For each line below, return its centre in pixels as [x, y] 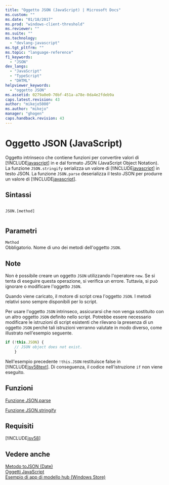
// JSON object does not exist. [48, 347]
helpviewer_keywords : [28, 85]
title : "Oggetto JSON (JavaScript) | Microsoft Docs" [63, 10]
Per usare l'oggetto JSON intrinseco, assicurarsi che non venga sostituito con [85, 312]
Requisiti [19, 426]
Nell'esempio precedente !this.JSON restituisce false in [63, 361]
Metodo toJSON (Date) [29, 466]
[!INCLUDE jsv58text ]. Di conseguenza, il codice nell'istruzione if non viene [84, 367]
